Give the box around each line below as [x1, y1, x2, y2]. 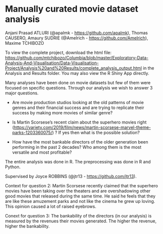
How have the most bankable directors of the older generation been [12, 139, 148, 144]
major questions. [5, 90, 39, 96]
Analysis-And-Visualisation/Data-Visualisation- [5, 60, 99, 66]
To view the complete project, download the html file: [5, 50, 112, 55]
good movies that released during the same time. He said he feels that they [5, 193, 156, 199]
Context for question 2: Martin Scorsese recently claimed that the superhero [5, 182, 158, 188]
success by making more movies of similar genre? [12, 109, 113, 115]
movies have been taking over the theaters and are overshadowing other [5, 188, 151, 194]
